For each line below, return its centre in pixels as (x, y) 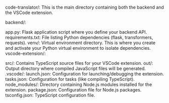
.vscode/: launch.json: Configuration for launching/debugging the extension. (84, 74)
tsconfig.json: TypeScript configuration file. (50, 95)
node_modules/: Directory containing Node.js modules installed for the (79, 84)
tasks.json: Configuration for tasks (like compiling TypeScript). (70, 79)
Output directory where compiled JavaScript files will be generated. (76, 68)
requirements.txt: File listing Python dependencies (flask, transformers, (79, 37)
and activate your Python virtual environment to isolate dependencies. (78, 48)
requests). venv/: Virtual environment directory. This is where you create (80, 43)
